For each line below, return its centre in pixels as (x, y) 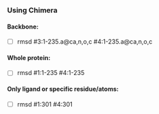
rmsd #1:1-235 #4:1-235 (51, 73)
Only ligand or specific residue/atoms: (63, 89)
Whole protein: (29, 57)
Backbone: (23, 27)
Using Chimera (33, 10)
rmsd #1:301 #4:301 (45, 104)
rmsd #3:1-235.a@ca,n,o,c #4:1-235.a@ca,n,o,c (85, 42)
